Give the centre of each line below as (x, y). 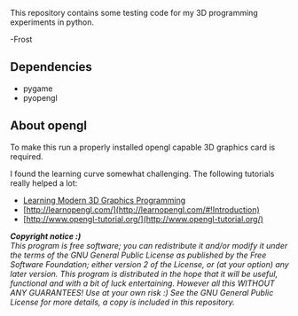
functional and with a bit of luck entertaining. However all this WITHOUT (143, 283)
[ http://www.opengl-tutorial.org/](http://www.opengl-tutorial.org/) (143, 219)
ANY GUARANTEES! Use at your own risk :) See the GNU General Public (142, 292)
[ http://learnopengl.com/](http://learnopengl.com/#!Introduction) (141, 209)
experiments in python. (52, 22)
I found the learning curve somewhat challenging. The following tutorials (142, 173)
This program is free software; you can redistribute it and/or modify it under (149, 245)
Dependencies (51, 67)
